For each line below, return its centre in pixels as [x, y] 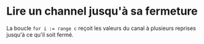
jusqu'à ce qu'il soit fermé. [40, 34]
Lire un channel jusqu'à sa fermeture [102, 11]
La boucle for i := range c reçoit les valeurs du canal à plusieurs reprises [101, 28]
